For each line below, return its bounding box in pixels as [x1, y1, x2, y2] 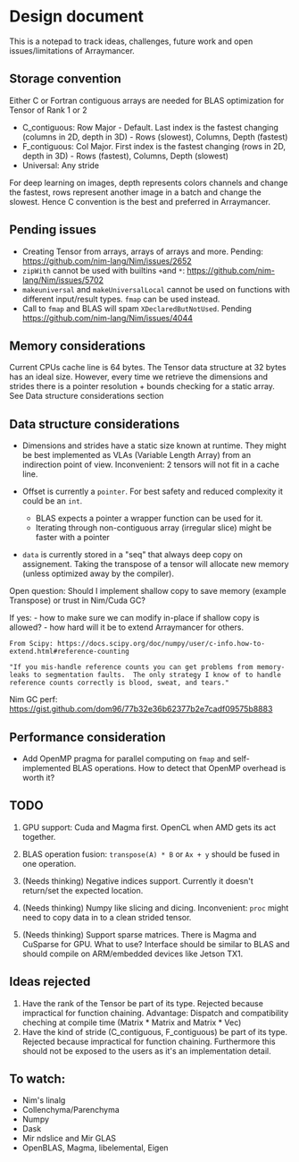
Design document [9, 6, 145, 27]
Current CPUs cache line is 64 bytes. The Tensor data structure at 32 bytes [9, 362, 287, 373]
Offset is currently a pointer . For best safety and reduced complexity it [21, 486, 284, 497]
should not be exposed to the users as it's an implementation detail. [21, 1045, 271, 1056]
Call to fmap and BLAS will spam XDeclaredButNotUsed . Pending [21, 302, 253, 314]
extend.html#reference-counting [9, 647, 129, 657]
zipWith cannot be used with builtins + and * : [21, 265, 186, 276]
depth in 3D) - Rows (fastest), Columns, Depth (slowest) [21, 150, 229, 161]
